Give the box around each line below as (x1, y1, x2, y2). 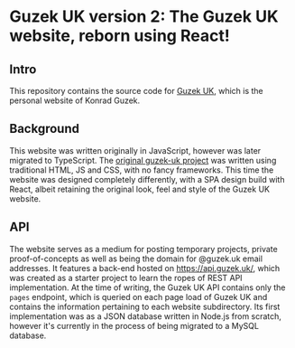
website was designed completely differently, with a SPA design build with (9, 174, 285, 184)
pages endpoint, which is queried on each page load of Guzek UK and (9, 291, 268, 302)
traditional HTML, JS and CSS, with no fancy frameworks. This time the (9, 165, 274, 175)
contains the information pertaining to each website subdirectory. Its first (9, 301, 281, 312)
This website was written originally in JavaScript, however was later (9, 145, 262, 155)
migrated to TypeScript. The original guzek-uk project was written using (9, 155, 277, 165)
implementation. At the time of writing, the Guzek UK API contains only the (9, 282, 286, 293)
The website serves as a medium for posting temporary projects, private (9, 243, 278, 254)
